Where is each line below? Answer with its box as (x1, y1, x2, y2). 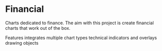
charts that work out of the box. (5, 25, 71, 31)
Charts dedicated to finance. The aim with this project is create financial (5, 20, 154, 26)
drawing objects (5, 40, 39, 46)
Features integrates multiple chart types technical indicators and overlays (5, 35, 157, 41)
